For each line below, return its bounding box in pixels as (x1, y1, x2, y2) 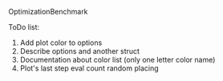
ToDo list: (8, 22, 40, 31)
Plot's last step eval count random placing (19, 63, 159, 73)
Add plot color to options (19, 38, 103, 47)
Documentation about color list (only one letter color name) (19, 55, 216, 64)
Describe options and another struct (19, 47, 140, 55)
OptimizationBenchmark (8, 7, 88, 16)
